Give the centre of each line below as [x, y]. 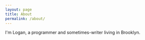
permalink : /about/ [25, 19]
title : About [19, 14]
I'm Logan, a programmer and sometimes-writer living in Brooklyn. [73, 33]
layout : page [19, 10]
